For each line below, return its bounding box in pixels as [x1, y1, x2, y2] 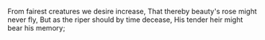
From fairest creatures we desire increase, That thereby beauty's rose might [7, 7, 258, 16]
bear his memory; [7, 24, 65, 32]
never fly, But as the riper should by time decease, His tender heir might [7, 15, 244, 24]
